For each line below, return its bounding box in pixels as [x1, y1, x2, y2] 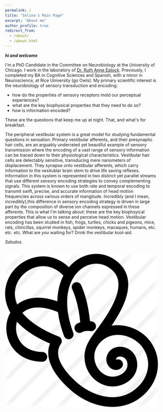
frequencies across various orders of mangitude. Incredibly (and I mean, [5, 193, 150, 199]
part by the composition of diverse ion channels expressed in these [5, 204, 140, 209]
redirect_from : [5, 28, 36, 34]
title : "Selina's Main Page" [5, 13, 64, 18]
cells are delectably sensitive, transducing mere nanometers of [5, 157, 131, 163]
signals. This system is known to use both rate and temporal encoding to [5, 183, 150, 189]
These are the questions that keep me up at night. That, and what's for [5, 117, 146, 122]
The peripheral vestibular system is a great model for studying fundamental [5, 131, 156, 137]
